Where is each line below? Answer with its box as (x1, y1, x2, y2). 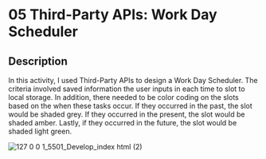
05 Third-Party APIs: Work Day (8, 6, 217, 24)
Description (8, 54, 68, 68)
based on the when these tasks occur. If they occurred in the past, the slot (8, 101, 252, 110)
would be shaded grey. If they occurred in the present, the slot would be (8, 109, 245, 119)
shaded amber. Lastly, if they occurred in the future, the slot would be (8, 118, 237, 127)
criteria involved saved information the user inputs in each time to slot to (8, 84, 245, 93)
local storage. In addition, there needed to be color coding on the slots (8, 93, 239, 101)
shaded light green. (8, 126, 72, 136)
